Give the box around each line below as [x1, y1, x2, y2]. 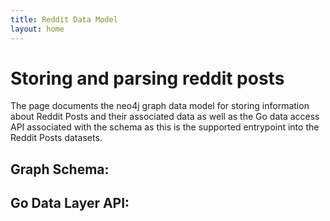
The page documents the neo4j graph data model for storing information [10, 100, 310, 112]
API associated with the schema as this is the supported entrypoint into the [10, 121, 320, 133]
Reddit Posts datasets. [10, 132, 103, 144]
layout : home [10, 24, 65, 34]
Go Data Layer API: [10, 195, 130, 212]
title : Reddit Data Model [10, 14, 118, 25]
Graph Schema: [10, 161, 110, 178]
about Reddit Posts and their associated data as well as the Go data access [10, 111, 320, 123]
